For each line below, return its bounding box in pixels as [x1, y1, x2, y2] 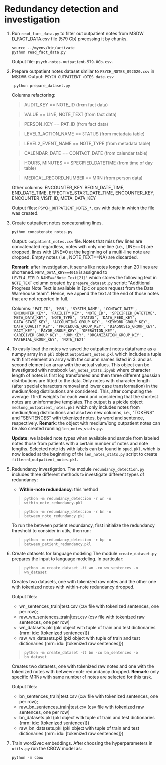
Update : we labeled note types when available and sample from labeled [11, 435, 159, 441]
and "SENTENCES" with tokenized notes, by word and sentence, [11, 415, 145, 421]
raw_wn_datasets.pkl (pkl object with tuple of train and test [19, 635, 140, 641]
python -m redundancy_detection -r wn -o [24, 496, 111, 501]
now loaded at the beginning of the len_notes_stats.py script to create [11, 451, 158, 457]
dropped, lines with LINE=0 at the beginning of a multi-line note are [11, 249, 150, 255]
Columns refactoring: [11, 92, 56, 98]
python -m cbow [11, 755, 44, 760]
